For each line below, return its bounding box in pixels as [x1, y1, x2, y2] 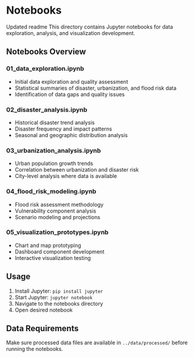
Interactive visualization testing [14, 254, 91, 261]
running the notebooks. [6, 346, 63, 353]
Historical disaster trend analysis [14, 119, 95, 126]
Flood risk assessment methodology [14, 201, 104, 208]
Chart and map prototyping [14, 242, 81, 249]
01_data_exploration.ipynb [6, 65, 84, 73]
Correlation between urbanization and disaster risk [14, 166, 139, 173]
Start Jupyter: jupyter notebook [14, 293, 93, 300]
